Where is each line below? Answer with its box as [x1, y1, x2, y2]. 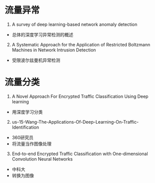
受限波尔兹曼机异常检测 [11, 57, 60, 63]
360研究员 [11, 134, 33, 140]
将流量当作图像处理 [11, 141, 52, 147]
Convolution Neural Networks [11, 156, 73, 162]
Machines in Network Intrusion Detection [11, 47, 96, 53]
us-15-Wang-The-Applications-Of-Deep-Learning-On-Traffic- [11, 119, 139, 125]
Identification [11, 124, 39, 130]
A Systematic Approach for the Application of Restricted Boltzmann [11, 41, 151, 47]
